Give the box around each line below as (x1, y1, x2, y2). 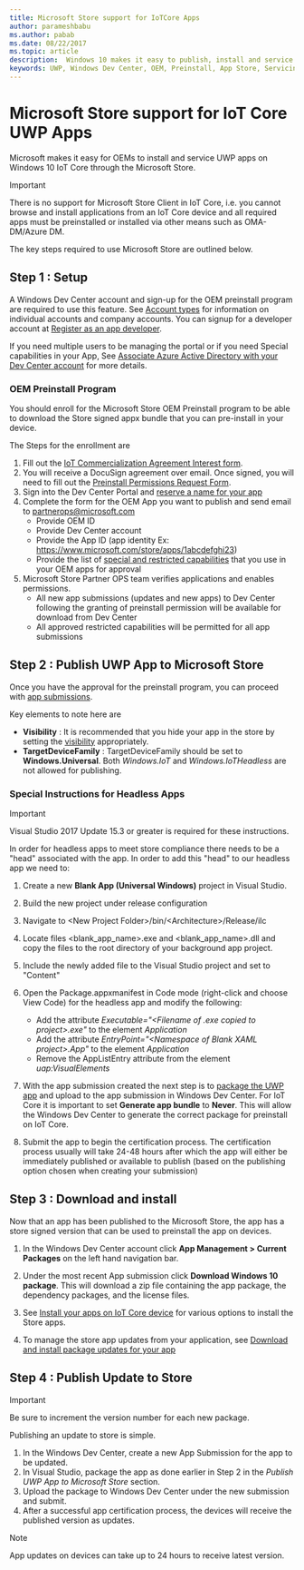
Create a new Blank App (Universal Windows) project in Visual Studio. (22, 880, 288, 891)
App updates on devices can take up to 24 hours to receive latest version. (9, 1549, 285, 1561)
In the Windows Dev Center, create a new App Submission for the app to (22, 1447, 293, 1457)
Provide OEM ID (35, 515, 96, 526)
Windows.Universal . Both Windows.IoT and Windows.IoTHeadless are (22, 755, 287, 766)
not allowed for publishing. (22, 764, 122, 776)
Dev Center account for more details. (9, 359, 147, 370)
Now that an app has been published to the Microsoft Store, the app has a (9, 1215, 285, 1226)
